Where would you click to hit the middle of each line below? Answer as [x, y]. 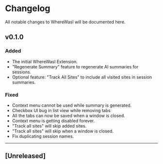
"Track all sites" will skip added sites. [49, 126]
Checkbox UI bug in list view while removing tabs [61, 110]
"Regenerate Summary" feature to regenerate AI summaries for [75, 66]
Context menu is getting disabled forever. [53, 121]
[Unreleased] [25, 156]
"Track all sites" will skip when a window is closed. [63, 131]
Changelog [28, 8]
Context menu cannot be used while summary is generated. [72, 105]
